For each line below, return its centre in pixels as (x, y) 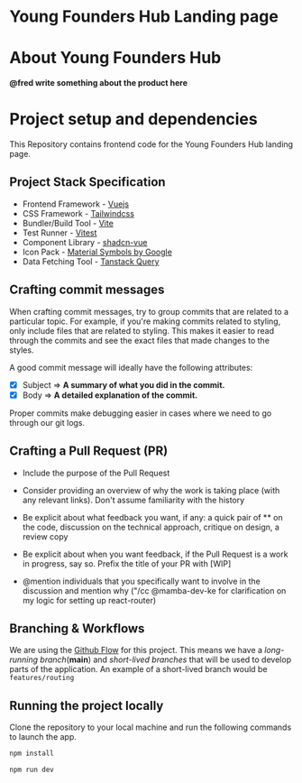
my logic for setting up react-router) (89, 600)
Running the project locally (87, 705)
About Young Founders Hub (115, 58)
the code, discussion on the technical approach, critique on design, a (151, 527)
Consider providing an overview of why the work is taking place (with (151, 490)
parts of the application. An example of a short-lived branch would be (138, 669)
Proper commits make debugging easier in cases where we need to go (141, 413)
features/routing (42, 678)
